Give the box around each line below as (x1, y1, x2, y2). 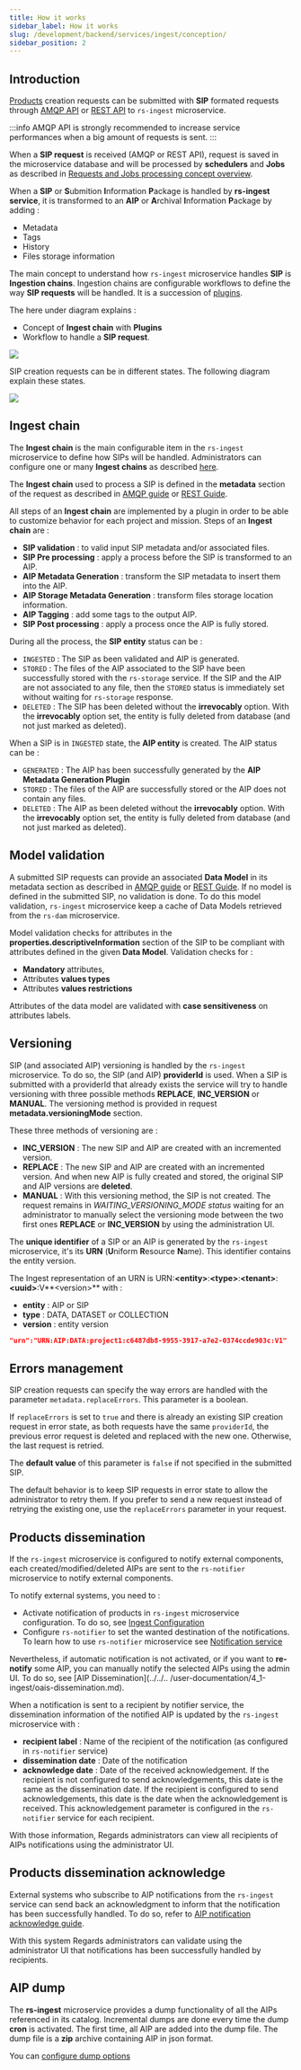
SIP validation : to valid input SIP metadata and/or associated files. (22, 542, 270, 553)
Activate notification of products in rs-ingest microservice (22, 1607, 240, 1618)
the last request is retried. (9, 1440, 105, 1451)
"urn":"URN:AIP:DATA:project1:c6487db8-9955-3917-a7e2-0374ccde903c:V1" (9, 1336, 288, 1345)
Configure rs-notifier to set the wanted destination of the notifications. (22, 1627, 290, 1637)
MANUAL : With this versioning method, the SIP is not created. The (22, 1190, 271, 1200)
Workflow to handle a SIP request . (22, 332, 150, 342)
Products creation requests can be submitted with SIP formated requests (9, 95, 279, 106)
